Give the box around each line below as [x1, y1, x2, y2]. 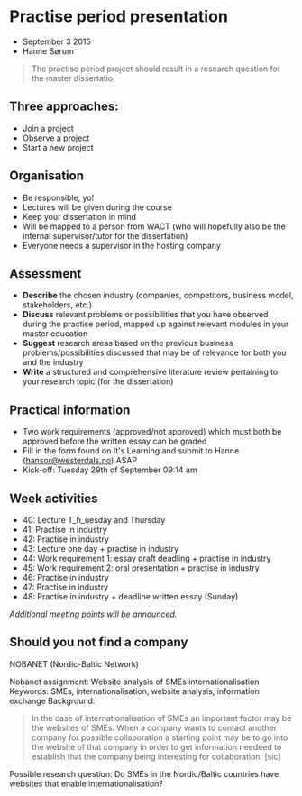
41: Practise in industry [22, 525, 108, 535]
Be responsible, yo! [22, 192, 95, 203]
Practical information [9, 402, 131, 417]
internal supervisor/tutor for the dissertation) [22, 230, 188, 241]
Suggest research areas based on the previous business [22, 338, 233, 349]
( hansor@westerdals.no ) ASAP [22, 455, 138, 466]
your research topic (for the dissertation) [22, 376, 174, 387]
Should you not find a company [9, 635, 188, 650]
